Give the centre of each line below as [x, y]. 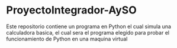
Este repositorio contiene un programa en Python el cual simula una [89, 26]
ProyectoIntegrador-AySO [72, 10]
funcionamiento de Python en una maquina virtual [67, 39]
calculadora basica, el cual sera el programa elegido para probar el [88, 32]
